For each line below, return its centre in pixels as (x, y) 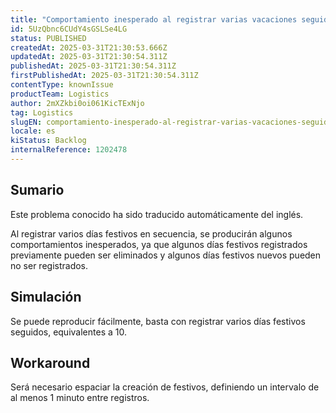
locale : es (33, 131)
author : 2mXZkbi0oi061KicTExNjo (77, 103)
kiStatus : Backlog (48, 141)
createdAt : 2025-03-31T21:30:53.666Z (89, 47)
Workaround (50, 362)
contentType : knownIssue (62, 85)
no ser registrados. (49, 265)
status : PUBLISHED (48, 38)
